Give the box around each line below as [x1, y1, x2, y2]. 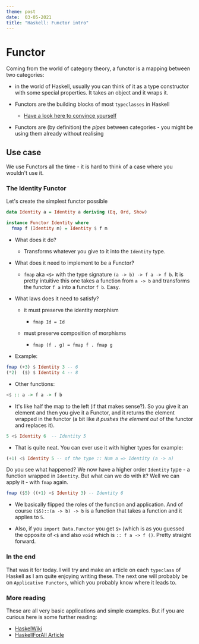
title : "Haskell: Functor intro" [6, 20, 89, 26]
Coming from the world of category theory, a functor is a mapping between [6, 65, 191, 72]
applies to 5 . [14, 514, 45, 521]
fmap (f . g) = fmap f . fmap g [32, 343, 113, 348]
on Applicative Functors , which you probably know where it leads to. [6, 579, 177, 586]
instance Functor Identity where [6, 220, 89, 226]
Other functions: [14, 380, 55, 387]
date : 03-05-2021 [6, 14, 52, 20]
